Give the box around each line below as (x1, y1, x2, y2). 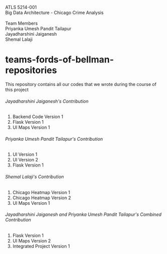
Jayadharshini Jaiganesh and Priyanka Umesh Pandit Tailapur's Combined (5, 211, 162, 218)
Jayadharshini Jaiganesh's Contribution (5, 98, 89, 104)
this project (5, 87, 29, 93)
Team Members (5, 20, 38, 26)
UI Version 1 (12, 151, 38, 157)
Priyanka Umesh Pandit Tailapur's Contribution (5, 136, 103, 142)
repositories (5, 65, 57, 76)
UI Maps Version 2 (12, 237, 51, 243)
